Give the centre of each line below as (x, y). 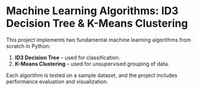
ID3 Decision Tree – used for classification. (67, 57)
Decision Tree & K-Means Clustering (97, 23)
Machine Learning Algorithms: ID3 (92, 11)
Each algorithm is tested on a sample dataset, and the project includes (92, 75)
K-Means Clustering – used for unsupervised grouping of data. (92, 64)
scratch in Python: (28, 46)
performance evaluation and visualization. (57, 82)
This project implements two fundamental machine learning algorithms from (98, 40)
